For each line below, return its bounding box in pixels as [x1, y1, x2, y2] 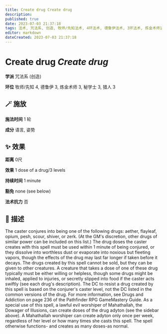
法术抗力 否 [5, 199, 28, 205]
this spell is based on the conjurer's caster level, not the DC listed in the [5, 286, 152, 292]
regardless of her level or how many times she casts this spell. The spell [5, 318, 153, 324]
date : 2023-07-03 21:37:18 [5, 21, 61, 26]
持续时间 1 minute [5, 178, 41, 184]
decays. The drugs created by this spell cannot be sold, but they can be [5, 260, 153, 266]
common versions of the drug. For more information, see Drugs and [5, 291, 144, 298]
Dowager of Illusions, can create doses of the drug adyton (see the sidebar [5, 307, 159, 313]
